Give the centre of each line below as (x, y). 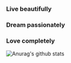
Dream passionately (35, 24)
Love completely (30, 40)
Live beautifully (29, 9)
